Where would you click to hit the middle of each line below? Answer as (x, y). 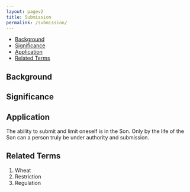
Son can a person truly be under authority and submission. (78, 137)
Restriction (28, 176)
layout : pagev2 (25, 12)
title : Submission (29, 17)
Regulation (28, 183)
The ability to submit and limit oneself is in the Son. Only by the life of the (95, 131)
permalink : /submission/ (37, 22)
